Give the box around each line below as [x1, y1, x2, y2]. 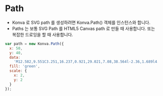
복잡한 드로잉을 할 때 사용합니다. [12, 32, 73, 37]
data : [9, 55, 21, 60]
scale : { [9, 68, 27, 73]
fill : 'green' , [9, 64, 40, 69]
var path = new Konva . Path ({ [5, 41, 64, 46]
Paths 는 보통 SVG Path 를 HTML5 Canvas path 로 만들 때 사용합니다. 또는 [12, 25, 155, 32]
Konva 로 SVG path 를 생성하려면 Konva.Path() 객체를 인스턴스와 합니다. [12, 19, 151, 25]
